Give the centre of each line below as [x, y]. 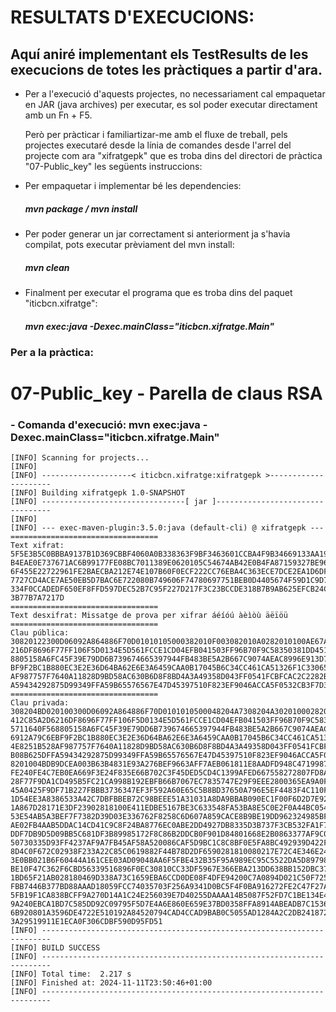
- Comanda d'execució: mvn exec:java [105, 425]
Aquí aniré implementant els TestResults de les [159, 54]
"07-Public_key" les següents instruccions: [113, 166]
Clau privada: [40, 703]
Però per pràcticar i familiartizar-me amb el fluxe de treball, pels [156, 134]
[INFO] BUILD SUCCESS [55, 948]
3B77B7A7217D [37, 598]
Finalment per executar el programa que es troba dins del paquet [158, 292]
